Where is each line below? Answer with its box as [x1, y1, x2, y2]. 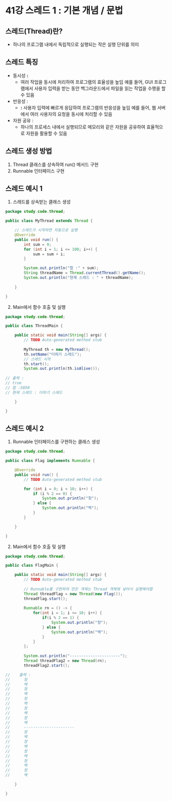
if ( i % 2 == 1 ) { [42, 615, 80, 621]
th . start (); [24, 361, 50, 366]
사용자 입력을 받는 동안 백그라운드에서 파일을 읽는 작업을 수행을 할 [34, 85, 166, 91]
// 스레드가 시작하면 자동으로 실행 [14, 228, 78, 233]
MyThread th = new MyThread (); [24, 347, 91, 352]
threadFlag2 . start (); [24, 663, 70, 668]
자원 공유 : [12, 117, 34, 123]
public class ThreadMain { [5, 323, 63, 329]
